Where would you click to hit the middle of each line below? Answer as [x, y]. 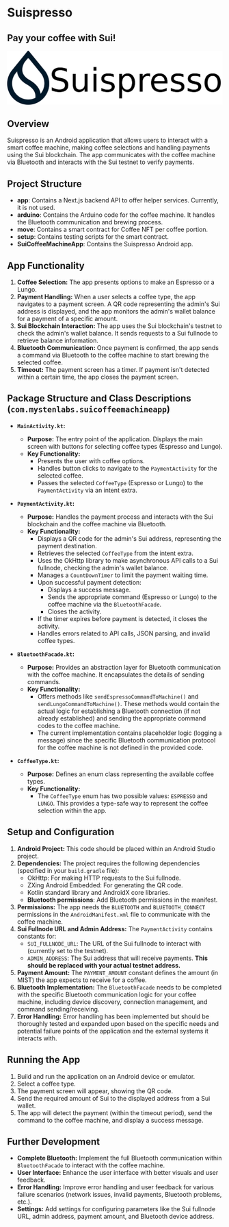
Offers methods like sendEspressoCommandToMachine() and [118, 696]
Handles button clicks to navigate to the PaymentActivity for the [127, 468]
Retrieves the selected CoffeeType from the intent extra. [115, 553]
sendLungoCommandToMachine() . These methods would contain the [129, 703]
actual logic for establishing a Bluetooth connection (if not [119, 711]
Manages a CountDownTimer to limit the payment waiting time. [123, 575]
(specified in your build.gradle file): [68, 870]
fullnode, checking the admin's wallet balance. [103, 568]
